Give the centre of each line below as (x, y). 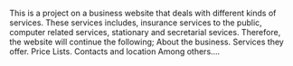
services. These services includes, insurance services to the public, (136, 23)
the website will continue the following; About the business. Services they (147, 42)
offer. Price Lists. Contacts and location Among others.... (115, 52)
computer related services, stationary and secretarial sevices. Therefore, (145, 32)
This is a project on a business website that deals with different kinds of (143, 13)
